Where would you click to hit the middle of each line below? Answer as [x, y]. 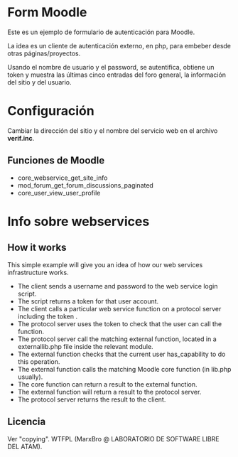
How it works [37, 248]
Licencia [27, 422]
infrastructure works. [38, 272]
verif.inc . [21, 138]
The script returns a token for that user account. [88, 301]
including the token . [48, 316]
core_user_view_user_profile [59, 193]
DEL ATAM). [25, 446]
